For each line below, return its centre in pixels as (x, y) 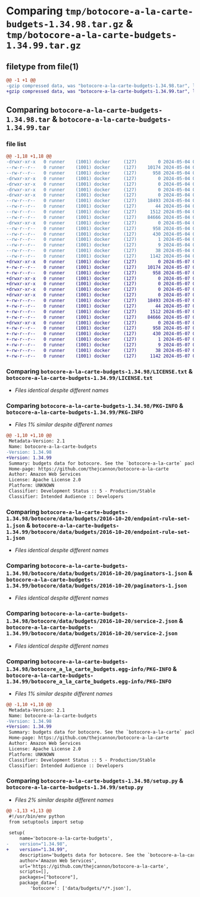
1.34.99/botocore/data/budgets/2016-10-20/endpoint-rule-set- (98, 532)
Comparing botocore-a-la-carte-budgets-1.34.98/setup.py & (95, 781)
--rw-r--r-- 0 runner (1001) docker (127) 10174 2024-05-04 (98, 168)
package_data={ (38, 883)
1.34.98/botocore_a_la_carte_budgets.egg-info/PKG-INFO (89, 669)
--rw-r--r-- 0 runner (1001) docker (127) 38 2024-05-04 (98, 251)
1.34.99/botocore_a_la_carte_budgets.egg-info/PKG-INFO (89, 681)
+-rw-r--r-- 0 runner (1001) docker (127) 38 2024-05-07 (98, 350)
